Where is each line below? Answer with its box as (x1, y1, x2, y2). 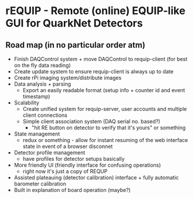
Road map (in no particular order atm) (5, 40, 146, 50)
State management (13, 130, 60, 137)
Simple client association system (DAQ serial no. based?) (22, 118, 161, 124)
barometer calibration (13, 180, 67, 187)
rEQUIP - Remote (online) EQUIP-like (5, 4, 186, 18)
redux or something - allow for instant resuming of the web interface (22, 137, 188, 143)
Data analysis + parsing (13, 80, 72, 87)
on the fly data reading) (13, 62, 71, 69)
